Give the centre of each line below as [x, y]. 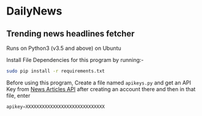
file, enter [18, 95]
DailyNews [34, 11]
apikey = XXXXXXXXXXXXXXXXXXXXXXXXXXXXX [56, 107]
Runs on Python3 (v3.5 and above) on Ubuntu [64, 48]
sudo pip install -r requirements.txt [56, 71]
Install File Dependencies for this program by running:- [75, 60]
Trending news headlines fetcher [70, 34]
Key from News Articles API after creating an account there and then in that [101, 89]
